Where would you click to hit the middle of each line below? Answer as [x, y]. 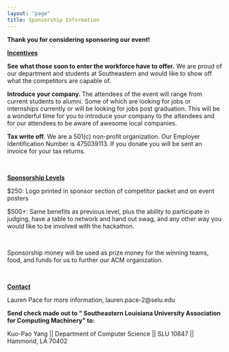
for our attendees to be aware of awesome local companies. [92, 123]
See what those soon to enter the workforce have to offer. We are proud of [115, 66]
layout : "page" [29, 13]
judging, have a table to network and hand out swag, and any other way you [114, 219]
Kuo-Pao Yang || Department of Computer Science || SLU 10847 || [100, 333]
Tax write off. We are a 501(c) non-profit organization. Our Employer [104, 136]
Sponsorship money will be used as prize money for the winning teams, [108, 253]
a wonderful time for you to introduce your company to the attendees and [111, 116]
